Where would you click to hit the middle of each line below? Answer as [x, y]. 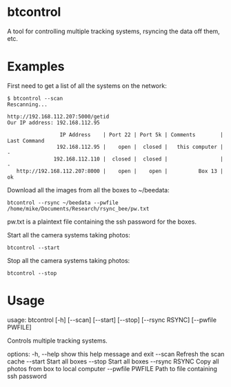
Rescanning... [28, 105]
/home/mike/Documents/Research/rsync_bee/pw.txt [78, 208]
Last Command [26, 141]
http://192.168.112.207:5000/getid [58, 116]
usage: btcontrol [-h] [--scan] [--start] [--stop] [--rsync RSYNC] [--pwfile [112, 320]
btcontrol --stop [32, 273]
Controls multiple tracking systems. [58, 341]
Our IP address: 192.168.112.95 [53, 123]
